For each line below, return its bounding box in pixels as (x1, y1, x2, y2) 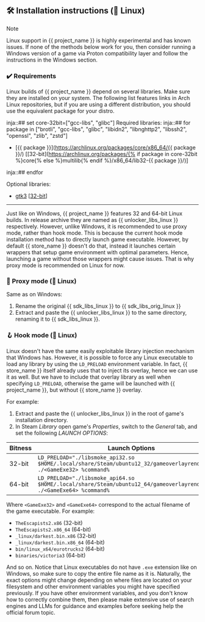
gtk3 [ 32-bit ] (15, 192, 48, 200)
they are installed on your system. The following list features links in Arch (6, 95, 190, 102)
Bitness (9, 443, 32, 452)
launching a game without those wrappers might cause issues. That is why (6, 256, 194, 263)
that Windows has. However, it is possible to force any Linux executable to (6, 354, 193, 361)
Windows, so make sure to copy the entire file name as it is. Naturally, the (6, 570, 191, 577)
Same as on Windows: (6, 291, 63, 298)
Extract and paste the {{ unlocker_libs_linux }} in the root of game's (15, 410, 184, 417)
